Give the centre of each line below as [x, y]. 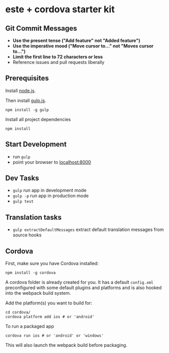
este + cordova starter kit [60, 9]
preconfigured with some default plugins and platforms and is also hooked [83, 288]
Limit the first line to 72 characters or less [58, 57]
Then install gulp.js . [26, 100]
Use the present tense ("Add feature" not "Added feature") [76, 40]
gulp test [23, 202]
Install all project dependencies [38, 119]
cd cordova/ [18, 313]
